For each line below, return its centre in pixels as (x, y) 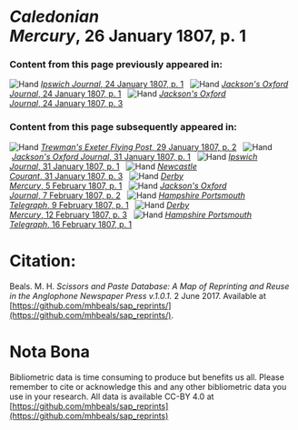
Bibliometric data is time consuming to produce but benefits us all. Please (147, 377)
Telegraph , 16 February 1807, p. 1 (71, 224)
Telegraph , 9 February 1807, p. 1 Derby (99, 205)
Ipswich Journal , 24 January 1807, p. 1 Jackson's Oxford (164, 85)
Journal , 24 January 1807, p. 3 (66, 104)
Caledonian (55, 17)
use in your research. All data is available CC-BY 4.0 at (112, 396)
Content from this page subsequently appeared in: (124, 127)
